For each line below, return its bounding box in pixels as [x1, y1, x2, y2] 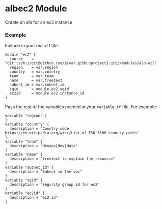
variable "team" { [5, 139, 43, 144]
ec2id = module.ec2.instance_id [9, 91, 84, 96]
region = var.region [9, 65, 58, 70]
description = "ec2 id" [9, 195, 58, 200]
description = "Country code [9, 126, 69, 131]
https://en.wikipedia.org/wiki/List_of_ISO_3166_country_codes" [5, 131, 139, 136]
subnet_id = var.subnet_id [9, 82, 65, 88]
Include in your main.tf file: [5, 43, 59, 49]
